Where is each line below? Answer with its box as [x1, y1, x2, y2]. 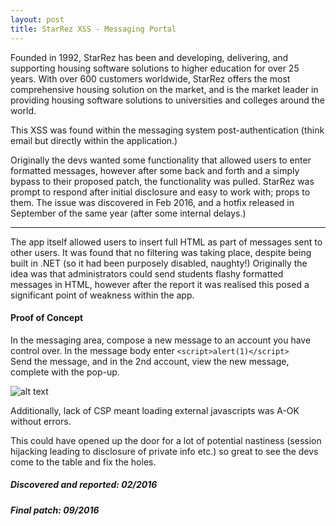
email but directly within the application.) [10, 134, 178, 146]
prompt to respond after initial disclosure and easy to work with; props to [10, 186, 311, 198]
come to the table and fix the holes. [10, 456, 157, 468]
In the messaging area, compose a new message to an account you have [10, 334, 312, 346]
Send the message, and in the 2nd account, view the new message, [10, 355, 290, 367]
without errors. [10, 415, 72, 427]
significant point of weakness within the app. [10, 289, 195, 301]
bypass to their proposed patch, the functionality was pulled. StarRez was [10, 175, 315, 187]
